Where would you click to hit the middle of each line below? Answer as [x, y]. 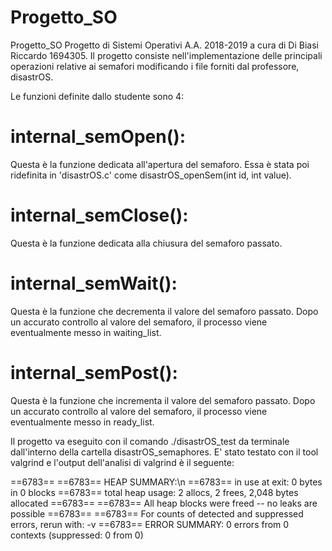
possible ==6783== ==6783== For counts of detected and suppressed [157, 513]
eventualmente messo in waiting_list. [86, 332]
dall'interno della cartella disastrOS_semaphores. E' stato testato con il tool [164, 452]
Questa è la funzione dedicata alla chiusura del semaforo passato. [146, 243]
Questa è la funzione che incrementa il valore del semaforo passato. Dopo [163, 400]
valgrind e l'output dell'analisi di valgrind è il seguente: [122, 462]
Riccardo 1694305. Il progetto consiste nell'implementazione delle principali [166, 55]
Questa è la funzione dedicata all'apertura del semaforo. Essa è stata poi [160, 164]
